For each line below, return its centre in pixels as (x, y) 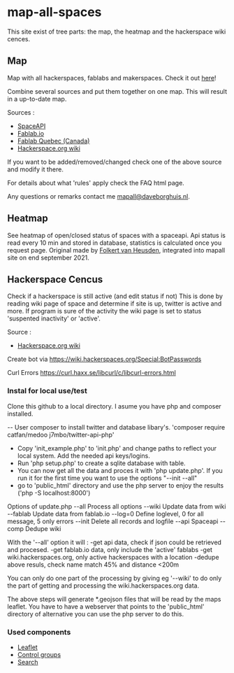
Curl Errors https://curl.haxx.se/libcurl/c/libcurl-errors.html (92, 373)
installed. (20, 413)
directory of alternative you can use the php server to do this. (96, 614)
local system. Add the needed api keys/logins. (83, 455)
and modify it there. (36, 169)
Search (28, 662)
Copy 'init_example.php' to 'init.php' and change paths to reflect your (117, 448)
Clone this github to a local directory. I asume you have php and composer (114, 406)
